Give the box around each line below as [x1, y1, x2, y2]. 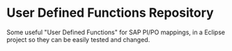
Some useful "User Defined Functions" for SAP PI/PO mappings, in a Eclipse [6, 28, 226, 36]
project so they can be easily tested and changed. [6, 35, 150, 43]
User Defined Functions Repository [6, 5, 214, 21]
